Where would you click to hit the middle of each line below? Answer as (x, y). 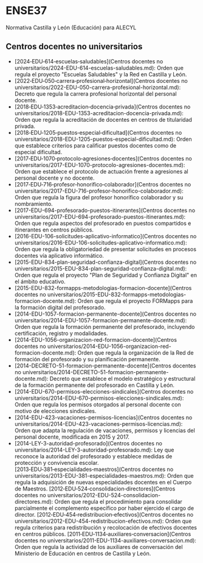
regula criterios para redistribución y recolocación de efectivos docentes (106, 527)
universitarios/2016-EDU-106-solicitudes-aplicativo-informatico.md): (101, 243)
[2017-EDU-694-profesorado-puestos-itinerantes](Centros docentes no (105, 210)
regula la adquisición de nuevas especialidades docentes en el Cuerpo (103, 482)
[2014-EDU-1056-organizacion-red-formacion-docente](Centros (96, 339)
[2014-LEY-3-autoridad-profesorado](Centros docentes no (88, 443)
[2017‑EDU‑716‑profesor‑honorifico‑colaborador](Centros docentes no (103, 184)
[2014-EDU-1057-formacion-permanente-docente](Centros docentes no (105, 314)
